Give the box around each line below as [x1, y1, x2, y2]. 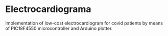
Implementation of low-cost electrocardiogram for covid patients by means [5, 20, 163, 26]
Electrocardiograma [5, 3, 91, 15]
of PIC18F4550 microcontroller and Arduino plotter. [5, 25, 113, 31]
